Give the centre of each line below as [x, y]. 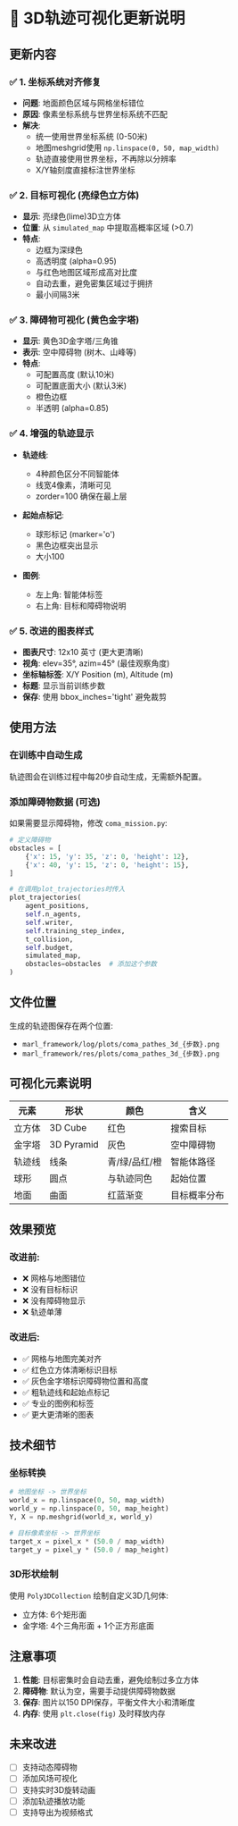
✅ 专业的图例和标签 [58, 1403]
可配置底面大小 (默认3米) [81, 386]
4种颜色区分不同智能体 [77, 474]
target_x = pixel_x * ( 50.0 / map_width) [87, 1541]
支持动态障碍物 [49, 1767]
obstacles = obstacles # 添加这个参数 [91, 964]
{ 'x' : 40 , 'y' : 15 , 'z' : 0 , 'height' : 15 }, [107, 865]
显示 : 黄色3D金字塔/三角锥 [70, 341]
